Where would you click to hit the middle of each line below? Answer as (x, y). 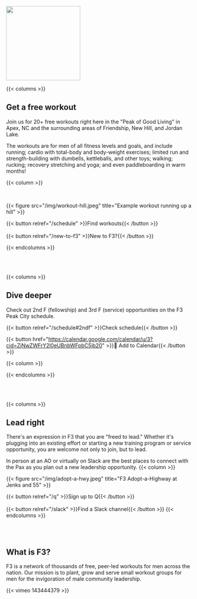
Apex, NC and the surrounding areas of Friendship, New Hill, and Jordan (94, 128)
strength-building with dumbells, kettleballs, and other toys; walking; (90, 158)
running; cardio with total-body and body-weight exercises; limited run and (98, 152)
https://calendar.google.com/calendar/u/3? (101, 339)
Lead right (25, 423)
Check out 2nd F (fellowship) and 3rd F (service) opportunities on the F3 (95, 310)
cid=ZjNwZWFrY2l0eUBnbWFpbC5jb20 (54, 345)
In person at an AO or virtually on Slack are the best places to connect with (97, 461)
